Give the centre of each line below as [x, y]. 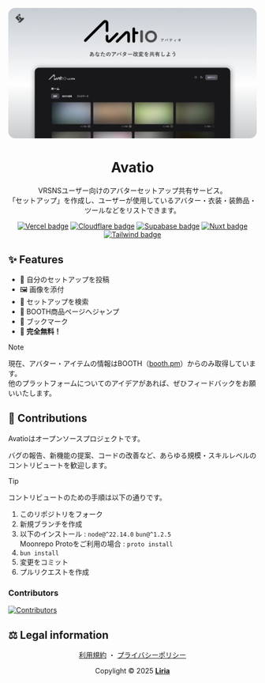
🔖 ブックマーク [44, 322]
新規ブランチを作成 [51, 524]
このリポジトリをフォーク [61, 514]
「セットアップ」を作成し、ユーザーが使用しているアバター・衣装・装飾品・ [132, 201]
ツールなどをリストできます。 [132, 210]
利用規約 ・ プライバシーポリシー [132, 655]
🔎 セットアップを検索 [54, 302]
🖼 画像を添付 [42, 289]
